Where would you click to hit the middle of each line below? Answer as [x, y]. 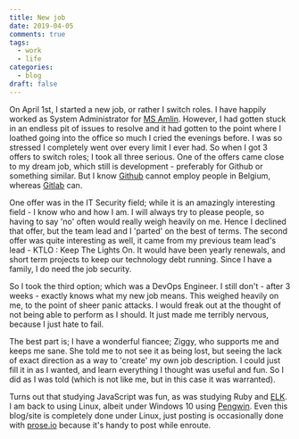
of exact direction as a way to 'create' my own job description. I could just [145, 360]
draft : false [33, 84]
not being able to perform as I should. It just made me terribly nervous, [139, 314]
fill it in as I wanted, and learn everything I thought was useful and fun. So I [146, 369]
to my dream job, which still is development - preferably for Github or [136, 166]
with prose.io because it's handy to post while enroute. [110, 425]
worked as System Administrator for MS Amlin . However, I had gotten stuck [148, 119]
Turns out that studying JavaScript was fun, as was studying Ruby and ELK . [148, 396]
